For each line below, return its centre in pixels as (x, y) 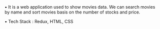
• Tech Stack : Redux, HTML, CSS (39, 22)
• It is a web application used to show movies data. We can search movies (80, 7)
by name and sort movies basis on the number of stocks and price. (73, 12)
